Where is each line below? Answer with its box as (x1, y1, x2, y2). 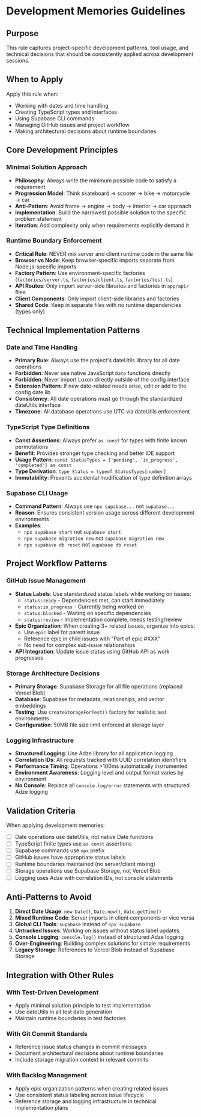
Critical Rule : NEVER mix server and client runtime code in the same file (14, 250, 193, 257)
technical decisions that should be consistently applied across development (6, 51, 194, 58)
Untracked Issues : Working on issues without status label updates (14, 927, 180, 934)
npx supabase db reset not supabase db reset (23, 541, 137, 548)
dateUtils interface (14, 401, 61, 409)
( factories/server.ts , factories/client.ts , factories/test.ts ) (14, 276, 173, 283)
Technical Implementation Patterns (6, 325, 140, 335)
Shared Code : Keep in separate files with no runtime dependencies (14, 301, 182, 308)
